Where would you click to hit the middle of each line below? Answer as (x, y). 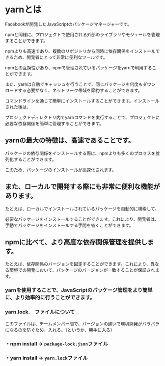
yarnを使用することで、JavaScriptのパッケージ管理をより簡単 (79, 290)
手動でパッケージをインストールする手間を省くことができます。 (69, 225)
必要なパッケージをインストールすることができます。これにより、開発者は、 (82, 219)
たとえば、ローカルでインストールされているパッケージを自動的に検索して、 (82, 209)
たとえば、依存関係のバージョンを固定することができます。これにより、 (78, 264)
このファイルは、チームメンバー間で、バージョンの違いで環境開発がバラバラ (82, 323)
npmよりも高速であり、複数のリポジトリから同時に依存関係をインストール (80, 51)
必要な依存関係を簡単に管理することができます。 (55, 123)
